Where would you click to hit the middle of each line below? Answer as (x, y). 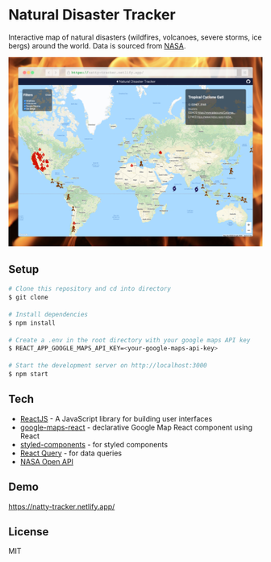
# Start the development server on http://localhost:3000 (108, 366)
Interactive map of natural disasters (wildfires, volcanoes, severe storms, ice (135, 37)
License (29, 532)
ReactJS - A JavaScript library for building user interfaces (116, 418)
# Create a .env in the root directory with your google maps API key (129, 340)
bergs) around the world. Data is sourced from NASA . (97, 45)
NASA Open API (47, 461)
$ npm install (32, 323)
